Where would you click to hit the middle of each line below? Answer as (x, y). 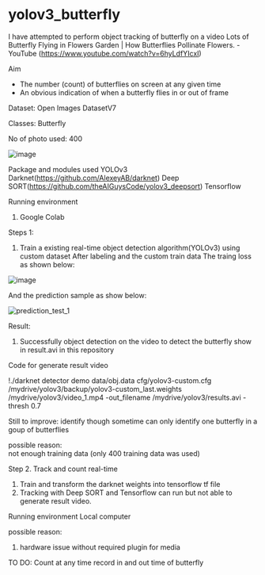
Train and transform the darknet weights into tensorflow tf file (120, 484)
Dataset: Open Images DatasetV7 (62, 108)
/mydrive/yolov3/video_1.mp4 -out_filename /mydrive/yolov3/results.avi (125, 397)
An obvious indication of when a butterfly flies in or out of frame (124, 92)
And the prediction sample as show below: (78, 295)
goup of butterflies (39, 429)
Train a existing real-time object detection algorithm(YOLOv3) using (130, 247)
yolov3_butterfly (64, 15)
